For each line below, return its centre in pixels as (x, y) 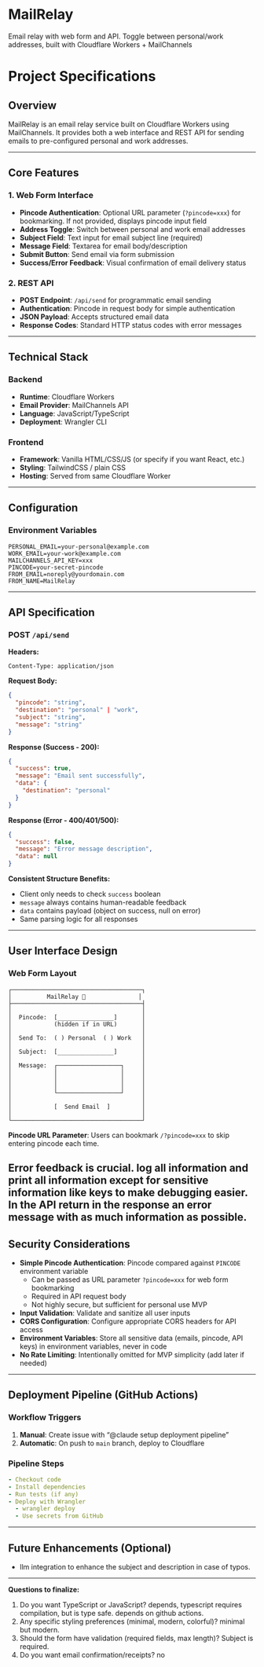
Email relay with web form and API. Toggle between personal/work (116, 36)
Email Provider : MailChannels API (74, 405)
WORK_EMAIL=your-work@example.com (65, 553)
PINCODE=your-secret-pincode (56, 567)
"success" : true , (44, 769)
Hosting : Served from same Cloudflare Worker (95, 475)
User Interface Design (63, 951)
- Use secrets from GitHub (59, 1516)
